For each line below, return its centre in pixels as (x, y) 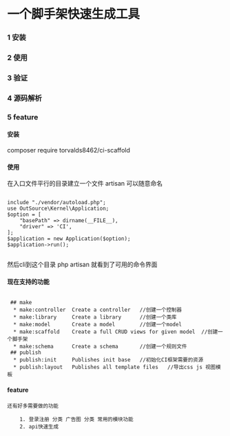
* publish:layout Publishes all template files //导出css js (108, 367)
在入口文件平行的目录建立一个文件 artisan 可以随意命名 (85, 184)
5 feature (23, 117)
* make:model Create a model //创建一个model (98, 325)
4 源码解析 (25, 98)
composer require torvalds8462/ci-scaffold (69, 150)
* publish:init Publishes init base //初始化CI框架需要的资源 (108, 360)
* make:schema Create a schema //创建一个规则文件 (100, 347)
